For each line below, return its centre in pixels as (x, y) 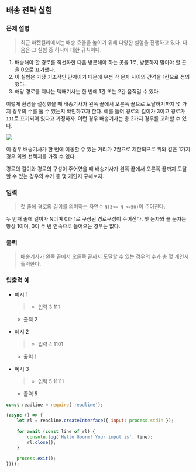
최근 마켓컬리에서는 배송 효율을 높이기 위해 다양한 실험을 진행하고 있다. (101, 42)
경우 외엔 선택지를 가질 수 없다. (41, 156)
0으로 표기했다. (38, 70)
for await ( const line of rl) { (56, 432)
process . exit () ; (37, 459)
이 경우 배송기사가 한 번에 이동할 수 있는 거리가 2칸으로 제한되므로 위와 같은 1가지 (98, 149)
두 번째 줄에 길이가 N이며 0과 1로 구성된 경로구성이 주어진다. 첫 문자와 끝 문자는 (96, 218)
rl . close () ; (42, 442)
